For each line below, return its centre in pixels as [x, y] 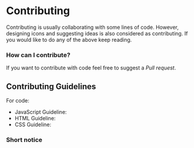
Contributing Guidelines [51, 86]
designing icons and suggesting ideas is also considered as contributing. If [97, 33]
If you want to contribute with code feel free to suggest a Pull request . [91, 68]
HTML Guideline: [35, 119]
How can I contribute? [38, 55]
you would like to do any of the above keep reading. [69, 40]
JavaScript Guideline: [41, 112]
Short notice [24, 140]
